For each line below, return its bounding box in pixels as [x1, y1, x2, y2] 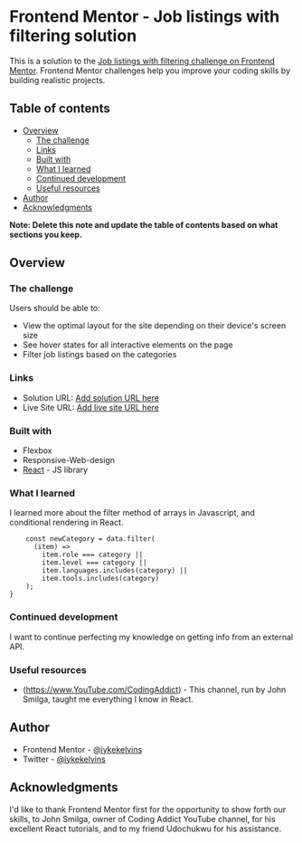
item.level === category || [42, 558, 147, 567]
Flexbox [22, 445, 52, 456]
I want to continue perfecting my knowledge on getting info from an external [9, 631, 294, 642]
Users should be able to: [9, 303, 101, 314]
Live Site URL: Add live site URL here [22, 402, 160, 412]
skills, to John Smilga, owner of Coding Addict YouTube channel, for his [9, 813, 276, 824]
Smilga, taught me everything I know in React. [22, 694, 194, 705]
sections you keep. [9, 229, 83, 240]
